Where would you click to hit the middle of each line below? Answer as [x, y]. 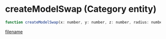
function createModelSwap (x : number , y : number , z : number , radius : [77, 22]
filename [14, 32]
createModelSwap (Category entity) [81, 9]
